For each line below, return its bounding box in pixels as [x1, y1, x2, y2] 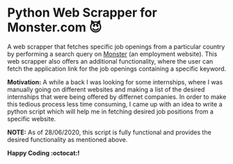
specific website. [7, 114, 56, 122]
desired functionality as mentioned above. [7, 135, 128, 143]
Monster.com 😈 [7, 19, 102, 35]
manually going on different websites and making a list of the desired [7, 85, 205, 93]
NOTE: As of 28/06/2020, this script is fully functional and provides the [7, 128, 212, 136]
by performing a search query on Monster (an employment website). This [7, 50, 218, 58]
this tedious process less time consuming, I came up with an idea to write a [7, 100, 223, 108]
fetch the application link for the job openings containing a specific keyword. [7, 64, 227, 73]
